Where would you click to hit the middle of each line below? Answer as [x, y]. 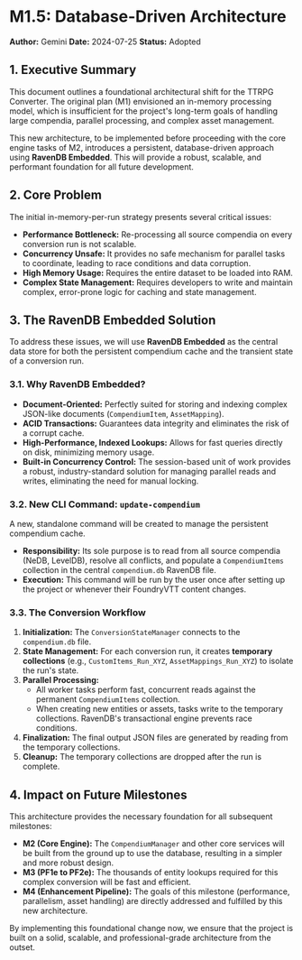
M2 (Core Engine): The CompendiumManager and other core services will [154, 844]
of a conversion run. [47, 361]
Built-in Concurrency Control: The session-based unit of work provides [156, 461]
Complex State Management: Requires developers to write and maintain [157, 282]
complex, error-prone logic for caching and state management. [139, 291]
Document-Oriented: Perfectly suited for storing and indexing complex [155, 404]
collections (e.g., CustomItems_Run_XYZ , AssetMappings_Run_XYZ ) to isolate [158, 661]
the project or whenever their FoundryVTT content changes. [134, 589]
